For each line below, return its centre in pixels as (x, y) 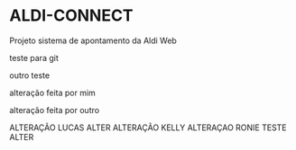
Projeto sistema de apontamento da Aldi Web (93, 40)
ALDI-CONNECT (71, 16)
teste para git (34, 57)
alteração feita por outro (55, 110)
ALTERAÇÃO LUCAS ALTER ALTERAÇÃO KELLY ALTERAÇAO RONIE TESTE (148, 128)
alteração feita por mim (53, 93)
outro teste (30, 75)
